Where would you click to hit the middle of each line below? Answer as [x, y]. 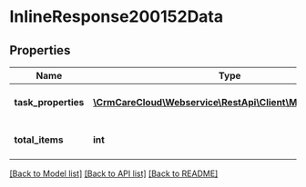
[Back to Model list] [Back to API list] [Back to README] [114, 173]
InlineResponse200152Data [117, 17]
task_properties [49, 102]
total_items [39, 140]
